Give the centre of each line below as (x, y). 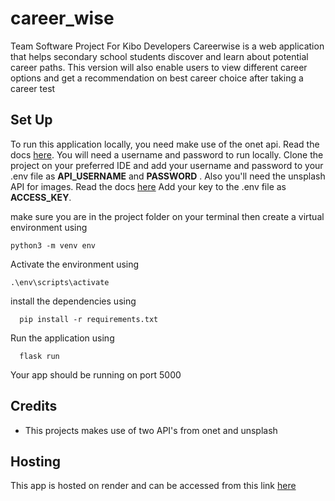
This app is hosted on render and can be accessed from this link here (153, 486)
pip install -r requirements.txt (89, 319)
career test (33, 88)
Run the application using (62, 338)
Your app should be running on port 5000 (96, 374)
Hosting (36, 461)
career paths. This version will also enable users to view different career (159, 67)
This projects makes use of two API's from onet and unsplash (151, 430)
